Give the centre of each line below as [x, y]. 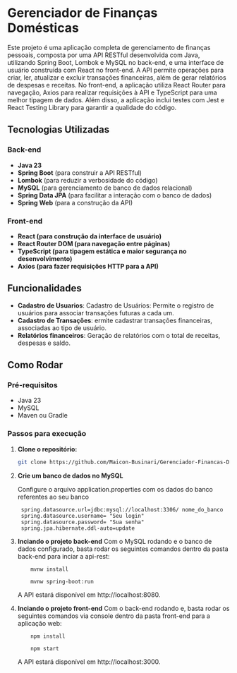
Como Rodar [35, 365]
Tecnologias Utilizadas [59, 129]
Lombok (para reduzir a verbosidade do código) [87, 180]
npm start [45, 648]
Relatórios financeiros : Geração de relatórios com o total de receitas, [119, 335]
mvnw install [50, 569]
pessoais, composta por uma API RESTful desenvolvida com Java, [104, 55]
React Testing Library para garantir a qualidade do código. [92, 107]
